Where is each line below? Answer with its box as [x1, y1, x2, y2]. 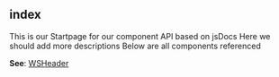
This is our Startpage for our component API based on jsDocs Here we [9, 30, 271, 41]
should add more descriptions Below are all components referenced [9, 40, 261, 51]
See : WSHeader [9, 57, 69, 68]
